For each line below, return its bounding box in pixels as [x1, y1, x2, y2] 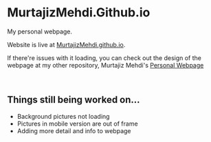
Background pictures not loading [16, 112, 110, 120]
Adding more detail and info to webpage [16, 126, 131, 134]
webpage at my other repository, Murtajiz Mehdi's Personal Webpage [7, 61, 204, 69]
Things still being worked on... [7, 94, 140, 106]
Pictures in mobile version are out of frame [16, 119, 139, 128]
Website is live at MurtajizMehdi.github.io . [7, 40, 126, 48]
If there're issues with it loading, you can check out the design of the [7, 53, 201, 62]
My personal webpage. [7, 27, 73, 35]
